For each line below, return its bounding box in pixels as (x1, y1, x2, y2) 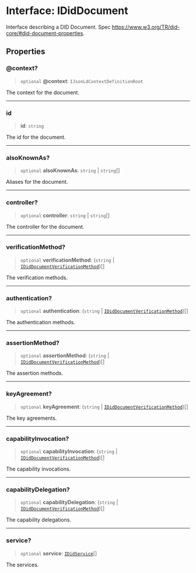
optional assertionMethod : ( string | (20, 352, 110, 359)
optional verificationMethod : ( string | (20, 256, 115, 263)
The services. (6, 561, 39, 568)
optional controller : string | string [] (20, 212, 110, 219)
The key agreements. (6, 414, 57, 421)
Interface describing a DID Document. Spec (6, 23, 111, 30)
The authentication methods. (6, 319, 76, 326)
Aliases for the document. (6, 179, 68, 186)
